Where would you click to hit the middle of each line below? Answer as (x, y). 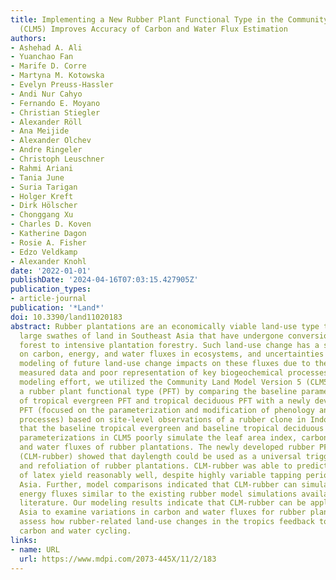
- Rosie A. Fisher (48, 242)
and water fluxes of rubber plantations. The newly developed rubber (167, 447)
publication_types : (51, 289)
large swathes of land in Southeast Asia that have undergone (151, 336)
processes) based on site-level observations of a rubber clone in (163, 419)
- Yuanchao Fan (42, 57)
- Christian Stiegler (55, 112)
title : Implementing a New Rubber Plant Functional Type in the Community (169, 19)
